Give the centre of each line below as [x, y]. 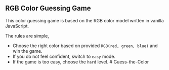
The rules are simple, [27, 36]
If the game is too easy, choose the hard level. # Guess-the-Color [81, 62]
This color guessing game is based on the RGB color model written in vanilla [85, 20]
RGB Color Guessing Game [48, 8]
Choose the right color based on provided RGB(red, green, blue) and [85, 46]
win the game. [27, 51]
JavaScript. [17, 26]
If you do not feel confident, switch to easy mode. [64, 56]
